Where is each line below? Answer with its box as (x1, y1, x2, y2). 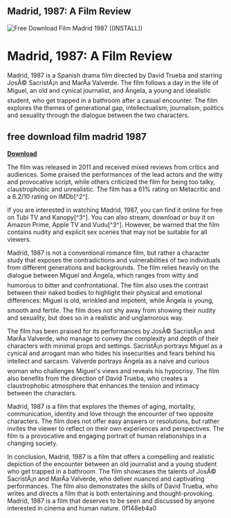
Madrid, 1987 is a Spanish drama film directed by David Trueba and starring (7, 71, 223, 79)
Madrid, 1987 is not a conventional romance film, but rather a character (7, 249, 210, 257)
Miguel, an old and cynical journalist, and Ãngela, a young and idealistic (7, 86, 211, 94)
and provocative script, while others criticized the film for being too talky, (7, 177, 216, 186)
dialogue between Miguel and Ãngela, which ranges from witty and (7, 271, 198, 279)
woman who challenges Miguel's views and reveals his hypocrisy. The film (7, 366, 220, 375)
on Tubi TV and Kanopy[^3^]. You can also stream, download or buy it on (7, 213, 215, 221)
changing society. (7, 439, 58, 447)
